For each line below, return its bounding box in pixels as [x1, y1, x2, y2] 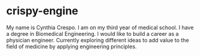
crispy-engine [6, 4, 78, 18]
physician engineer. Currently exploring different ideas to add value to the [6, 36, 189, 43]
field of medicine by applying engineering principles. [6, 43, 137, 50]
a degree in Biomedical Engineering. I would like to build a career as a [6, 30, 179, 37]
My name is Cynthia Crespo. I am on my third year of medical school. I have [6, 24, 194, 31]
